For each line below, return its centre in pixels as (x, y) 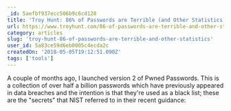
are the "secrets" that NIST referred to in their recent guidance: (97, 100)
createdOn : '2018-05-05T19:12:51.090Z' (64, 52)
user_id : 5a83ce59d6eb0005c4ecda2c (58, 46)
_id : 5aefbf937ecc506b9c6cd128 (52, 13)
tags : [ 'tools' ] (30, 59)
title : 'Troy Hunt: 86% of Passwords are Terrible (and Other (98, 20)
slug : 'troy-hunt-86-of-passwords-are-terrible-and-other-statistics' (110, 39)
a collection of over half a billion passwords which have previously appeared (115, 85)
